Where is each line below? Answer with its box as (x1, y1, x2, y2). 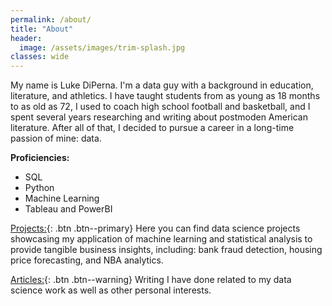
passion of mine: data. (10, 132, 102, 145)
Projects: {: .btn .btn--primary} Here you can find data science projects (10, 222, 301, 235)
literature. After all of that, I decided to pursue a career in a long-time (10, 122, 295, 134)
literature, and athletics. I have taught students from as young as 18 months (10, 90, 321, 102)
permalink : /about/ (10, 14, 92, 25)
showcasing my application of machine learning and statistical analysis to (10, 233, 313, 245)
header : (10, 33, 43, 43)
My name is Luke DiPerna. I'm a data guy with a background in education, (10, 79, 314, 91)
